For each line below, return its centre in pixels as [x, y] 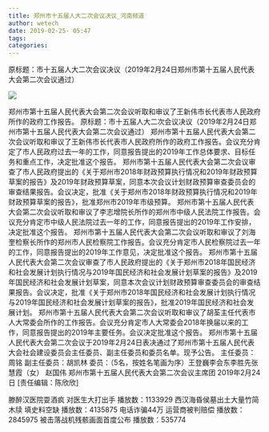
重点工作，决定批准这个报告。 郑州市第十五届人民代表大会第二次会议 [135, 162]
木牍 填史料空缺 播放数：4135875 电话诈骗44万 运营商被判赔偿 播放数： [126, 410]
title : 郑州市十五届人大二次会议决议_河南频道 [76, 16]
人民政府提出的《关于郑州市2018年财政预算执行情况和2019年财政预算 [143, 172]
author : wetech [34, 23]
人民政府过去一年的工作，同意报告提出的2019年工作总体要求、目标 [139, 152]
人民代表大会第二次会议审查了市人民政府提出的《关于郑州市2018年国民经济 [132, 263]
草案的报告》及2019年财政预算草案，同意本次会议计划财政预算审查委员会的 [132, 182]
